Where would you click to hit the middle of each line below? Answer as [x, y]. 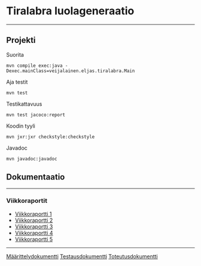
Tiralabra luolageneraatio [70, 11]
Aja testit [17, 82]
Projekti [21, 40]
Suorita [15, 54]
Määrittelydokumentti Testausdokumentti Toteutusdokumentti [82, 256]
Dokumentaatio [36, 177]
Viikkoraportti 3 [34, 226]
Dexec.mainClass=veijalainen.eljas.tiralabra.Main [71, 71]
